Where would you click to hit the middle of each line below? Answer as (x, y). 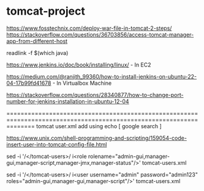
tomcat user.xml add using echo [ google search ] (99, 126)
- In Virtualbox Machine (82, 83)
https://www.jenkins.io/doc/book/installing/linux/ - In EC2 (79, 65)
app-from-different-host (37, 41)
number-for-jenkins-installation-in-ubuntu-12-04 (68, 101)
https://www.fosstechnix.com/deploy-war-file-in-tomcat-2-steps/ (89, 28)
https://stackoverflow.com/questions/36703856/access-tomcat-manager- (100, 34)
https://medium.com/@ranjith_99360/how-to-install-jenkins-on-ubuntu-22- (102, 76)
